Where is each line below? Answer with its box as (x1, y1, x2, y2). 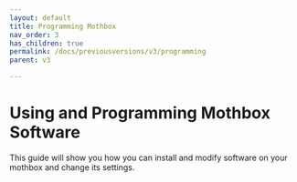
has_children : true (9, 38, 84, 48)
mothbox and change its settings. (9, 161, 135, 173)
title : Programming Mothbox (9, 22, 117, 31)
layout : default (9, 13, 71, 23)
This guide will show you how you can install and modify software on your (9, 152, 288, 163)
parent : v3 (9, 56, 51, 65)
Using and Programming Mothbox (9, 103, 271, 124)
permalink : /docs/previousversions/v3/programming (9, 47, 207, 56)
